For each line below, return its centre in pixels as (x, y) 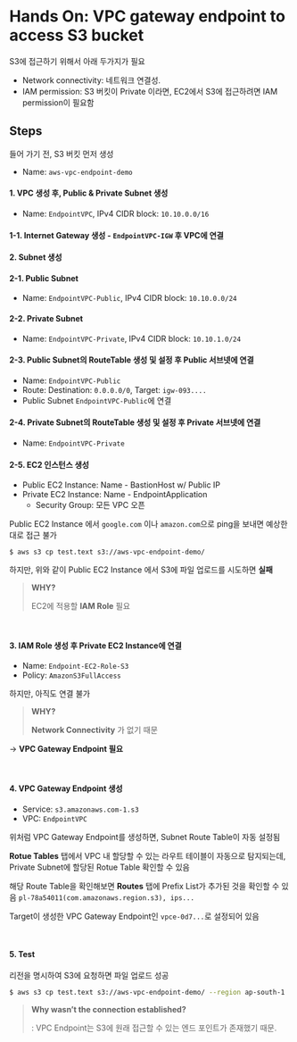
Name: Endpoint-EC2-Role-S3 (75, 666)
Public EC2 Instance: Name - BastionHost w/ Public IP (121, 485)
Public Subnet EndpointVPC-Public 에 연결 (97, 400)
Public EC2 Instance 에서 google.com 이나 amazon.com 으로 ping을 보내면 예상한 (148, 524)
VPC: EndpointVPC (54, 818)
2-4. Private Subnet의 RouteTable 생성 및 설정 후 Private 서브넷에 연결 (135, 422)
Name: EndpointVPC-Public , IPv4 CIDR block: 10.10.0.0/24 (129, 298)
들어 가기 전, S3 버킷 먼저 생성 (62, 154)
